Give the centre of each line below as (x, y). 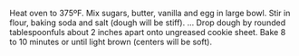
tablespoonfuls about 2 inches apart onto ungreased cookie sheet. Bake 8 (148, 32)
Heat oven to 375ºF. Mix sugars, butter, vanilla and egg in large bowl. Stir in (150, 13)
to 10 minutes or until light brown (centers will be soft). (111, 42)
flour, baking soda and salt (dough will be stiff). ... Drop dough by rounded (148, 23)
